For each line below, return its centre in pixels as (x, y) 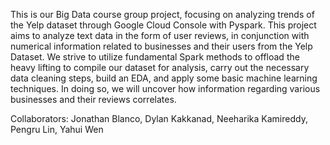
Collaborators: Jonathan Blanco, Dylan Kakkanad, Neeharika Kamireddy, (159, 118)
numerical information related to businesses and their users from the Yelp (161, 46)
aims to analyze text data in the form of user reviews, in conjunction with (160, 35)
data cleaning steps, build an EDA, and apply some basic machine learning (164, 78)
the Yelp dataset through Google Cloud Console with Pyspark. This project (163, 25)
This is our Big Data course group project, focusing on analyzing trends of (162, 14)
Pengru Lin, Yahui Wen (57, 129)
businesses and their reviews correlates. (93, 99)
